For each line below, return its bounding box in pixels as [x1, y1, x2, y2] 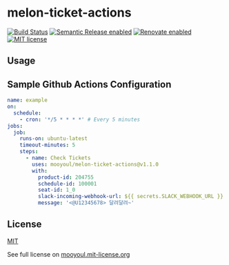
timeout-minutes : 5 [19, 141, 76, 149]
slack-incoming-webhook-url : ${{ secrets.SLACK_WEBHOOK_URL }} [37, 193, 224, 200]
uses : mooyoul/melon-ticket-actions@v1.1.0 [32, 161, 159, 168]
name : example [7, 97, 48, 104]
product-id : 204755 [37, 174, 94, 181]
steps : [19, 148, 39, 155]
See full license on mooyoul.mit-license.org [7, 250, 130, 258]
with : [32, 167, 48, 174]
